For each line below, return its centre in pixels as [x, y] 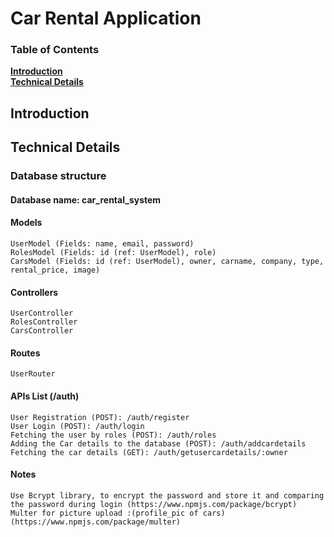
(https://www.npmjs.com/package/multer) [96, 522]
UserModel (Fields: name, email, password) [102, 243]
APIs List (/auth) [45, 396]
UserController [42, 313]
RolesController [44, 322]
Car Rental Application [106, 18]
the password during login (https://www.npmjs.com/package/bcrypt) [154, 504]
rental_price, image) [55, 270]
